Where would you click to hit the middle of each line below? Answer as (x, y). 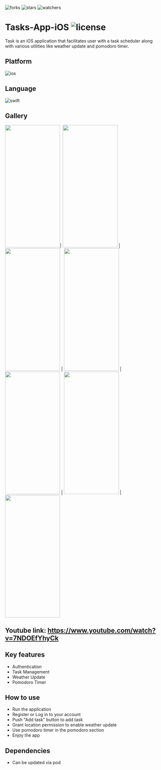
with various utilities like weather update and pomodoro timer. (67, 46)
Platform (19, 61)
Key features (25, 655)
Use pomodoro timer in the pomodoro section (58, 730)
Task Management (31, 672)
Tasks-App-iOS (37, 27)
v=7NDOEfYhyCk (32, 638)
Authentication (27, 667)
